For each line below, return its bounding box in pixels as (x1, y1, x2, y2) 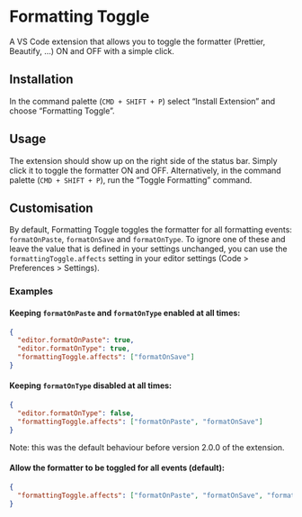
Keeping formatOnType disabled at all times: (9, 380, 173, 391)
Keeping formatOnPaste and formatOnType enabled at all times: (9, 307, 241, 318)
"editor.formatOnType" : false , (17, 408, 135, 418)
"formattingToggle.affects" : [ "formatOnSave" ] (17, 353, 195, 362)
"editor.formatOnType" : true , (17, 344, 130, 353)
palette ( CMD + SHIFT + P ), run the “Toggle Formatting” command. (9, 174, 253, 186)
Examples (9, 286, 54, 298)
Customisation (9, 200, 93, 215)
